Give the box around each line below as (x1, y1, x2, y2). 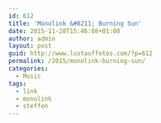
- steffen (15, 102, 48, 110)
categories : (8, 65, 48, 73)
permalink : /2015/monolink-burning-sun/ (8, 57, 147, 66)
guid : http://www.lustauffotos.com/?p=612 (8, 49, 153, 57)
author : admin (8, 34, 56, 43)
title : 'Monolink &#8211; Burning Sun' (8, 19, 142, 28)
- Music (15, 72, 42, 80)
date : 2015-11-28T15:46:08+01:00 (8, 27, 121, 35)
